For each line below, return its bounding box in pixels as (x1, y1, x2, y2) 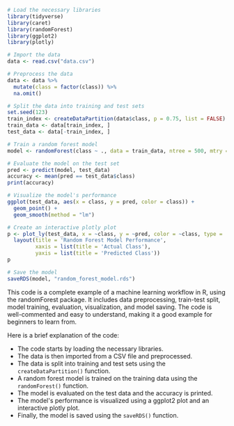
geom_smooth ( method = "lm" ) (13, 211, 95, 219)
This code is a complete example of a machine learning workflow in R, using (7, 287, 226, 296)
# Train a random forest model (7, 141, 98, 148)
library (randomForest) (7, 26, 73, 33)
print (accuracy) (7, 180, 54, 187)
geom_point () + (13, 205, 58, 212)
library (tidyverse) (7, 13, 64, 20)
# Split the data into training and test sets (7, 102, 145, 109)
